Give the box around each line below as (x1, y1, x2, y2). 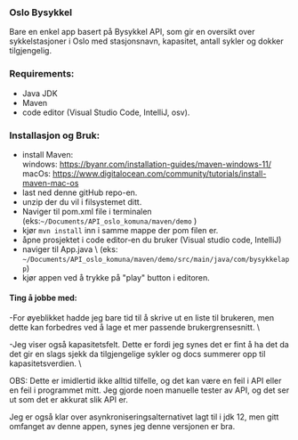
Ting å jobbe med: (9, 292, 77, 304)
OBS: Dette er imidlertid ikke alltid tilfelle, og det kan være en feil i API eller (9, 376, 282, 387)
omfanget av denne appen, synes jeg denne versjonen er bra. (9, 421, 236, 432)
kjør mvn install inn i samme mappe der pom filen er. (21, 224, 219, 235)
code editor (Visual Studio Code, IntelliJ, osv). (21, 107, 190, 118)
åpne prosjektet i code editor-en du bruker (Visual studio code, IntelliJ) (21, 234, 282, 245)
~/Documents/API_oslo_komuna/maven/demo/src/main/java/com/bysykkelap (21, 255, 290, 264)
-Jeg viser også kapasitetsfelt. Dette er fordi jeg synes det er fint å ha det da (9, 339, 289, 350)
